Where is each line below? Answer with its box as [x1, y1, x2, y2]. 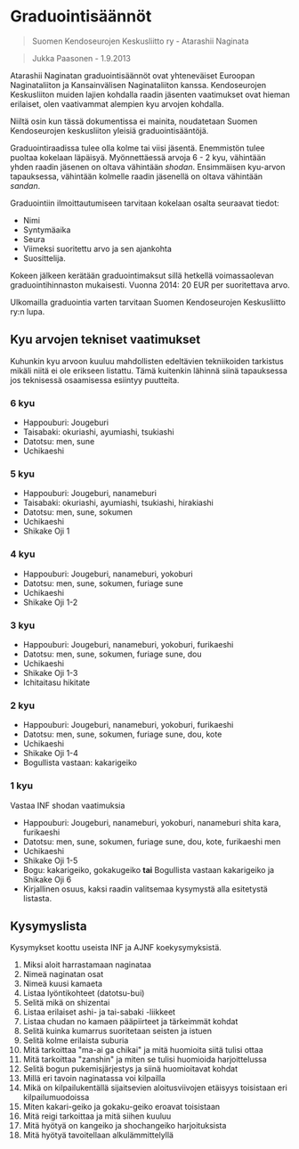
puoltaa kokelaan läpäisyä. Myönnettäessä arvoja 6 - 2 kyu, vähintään [10, 151, 266, 162]
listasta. [22, 892, 53, 903]
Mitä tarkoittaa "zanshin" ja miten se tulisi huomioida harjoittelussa [22, 1054, 268, 1065]
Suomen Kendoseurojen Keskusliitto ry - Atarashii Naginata [31, 36, 249, 46]
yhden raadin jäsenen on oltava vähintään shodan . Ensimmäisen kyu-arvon [10, 161, 286, 172]
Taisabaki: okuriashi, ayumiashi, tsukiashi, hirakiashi [22, 497, 214, 509]
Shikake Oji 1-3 [22, 667, 78, 678]
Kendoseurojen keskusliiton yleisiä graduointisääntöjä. [10, 125, 209, 135]
